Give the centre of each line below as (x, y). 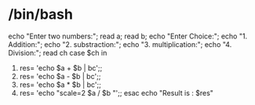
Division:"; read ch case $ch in (58, 52)
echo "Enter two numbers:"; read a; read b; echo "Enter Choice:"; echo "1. (128, 36)
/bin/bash (40, 14)
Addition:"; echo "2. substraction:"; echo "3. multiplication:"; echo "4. (120, 44)
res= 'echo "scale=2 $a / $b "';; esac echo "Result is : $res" (117, 92)
